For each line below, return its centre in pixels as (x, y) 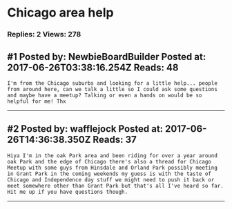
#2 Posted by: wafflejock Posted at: (85, 129)
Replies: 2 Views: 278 (44, 34)
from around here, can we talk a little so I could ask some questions (112, 89)
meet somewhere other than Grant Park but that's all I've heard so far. (116, 186)
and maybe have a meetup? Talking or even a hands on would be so (105, 95)
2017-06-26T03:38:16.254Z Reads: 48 (93, 67)
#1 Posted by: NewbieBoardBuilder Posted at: (107, 57)
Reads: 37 (115, 140)
